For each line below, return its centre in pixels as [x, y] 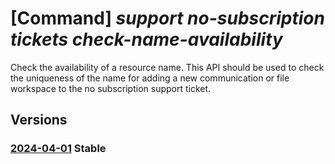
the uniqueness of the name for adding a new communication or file [150, 78]
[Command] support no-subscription [167, 18]
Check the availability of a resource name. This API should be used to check [167, 67]
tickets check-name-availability [146, 39]
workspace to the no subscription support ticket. [111, 88]
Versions [39, 120]
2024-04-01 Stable [58, 149]
